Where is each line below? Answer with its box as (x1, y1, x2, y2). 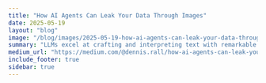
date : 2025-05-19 (8, 19, 66, 27)
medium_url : (8, 48, 47, 56)
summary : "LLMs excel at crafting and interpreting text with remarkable (8, 41, 257, 49)
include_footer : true (8, 56, 80, 64)
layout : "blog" (8, 26, 59, 34)
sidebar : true (8, 63, 55, 71)
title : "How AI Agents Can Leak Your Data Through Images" (8, 11, 207, 20)
